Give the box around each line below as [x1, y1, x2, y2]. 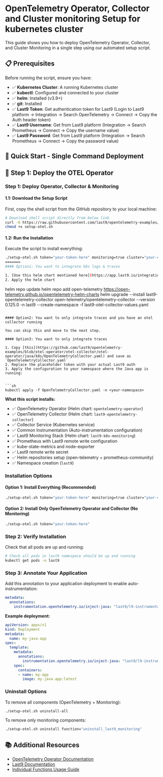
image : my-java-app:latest [22, 676, 77, 682]
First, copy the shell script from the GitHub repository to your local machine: [5, 206, 157, 212]
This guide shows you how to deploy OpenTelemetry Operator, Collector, [5, 39, 150, 45]
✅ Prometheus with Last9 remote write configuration [12, 438, 118, 444]
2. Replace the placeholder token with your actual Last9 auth [5, 362, 136, 367]
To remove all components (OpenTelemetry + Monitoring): [5, 699, 121, 705]
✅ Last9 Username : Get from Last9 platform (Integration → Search [12, 122, 147, 128]
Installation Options [5, 472, 52, 479]
